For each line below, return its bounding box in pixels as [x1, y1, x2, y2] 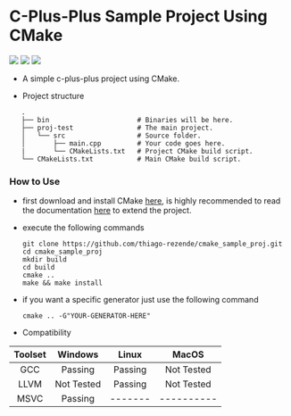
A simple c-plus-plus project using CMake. [21, 73, 180, 84]
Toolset [13, 348, 46, 361]
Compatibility [21, 328, 71, 338]
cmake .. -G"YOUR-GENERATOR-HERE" [21, 312, 151, 320]
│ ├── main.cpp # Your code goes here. [21, 138, 226, 148]
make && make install [21, 279, 103, 287]
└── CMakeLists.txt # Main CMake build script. [21, 154, 242, 163]
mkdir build [21, 255, 67, 264]
